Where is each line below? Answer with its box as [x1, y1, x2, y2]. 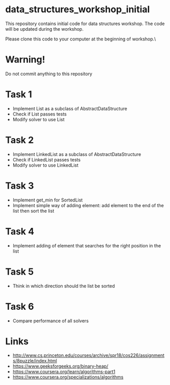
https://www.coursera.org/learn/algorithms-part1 [12, 369, 116, 375]
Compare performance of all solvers [12, 318, 89, 324]
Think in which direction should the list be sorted [12, 283, 116, 289]
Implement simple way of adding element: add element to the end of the [12, 202, 164, 208]
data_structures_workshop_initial [5, 4, 150, 15]
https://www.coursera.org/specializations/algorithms [12, 374, 124, 380]
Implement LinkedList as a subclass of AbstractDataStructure [12, 151, 141, 157]
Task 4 [5, 225, 35, 237]
